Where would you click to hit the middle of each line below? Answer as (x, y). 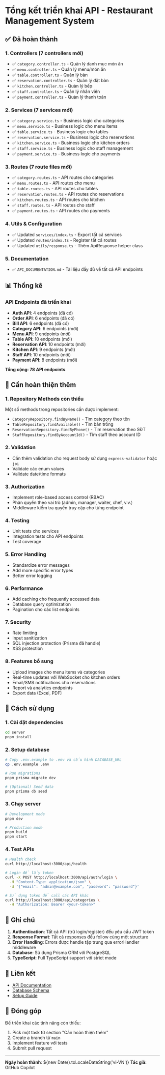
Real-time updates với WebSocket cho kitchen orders (66, 677)
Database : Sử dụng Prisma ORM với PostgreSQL (61, 953)
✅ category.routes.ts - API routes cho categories (63, 177)
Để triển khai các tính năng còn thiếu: (43, 1023)
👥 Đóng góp (23, 1011)
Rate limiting (25, 633)
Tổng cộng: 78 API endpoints (35, 369)
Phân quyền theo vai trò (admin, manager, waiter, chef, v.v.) (72, 503)
